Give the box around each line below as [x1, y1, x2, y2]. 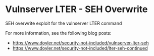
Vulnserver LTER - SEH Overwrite [5, 4, 148, 15]
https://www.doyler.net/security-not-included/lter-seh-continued [12, 45, 148, 51]
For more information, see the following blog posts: [5, 30, 112, 36]
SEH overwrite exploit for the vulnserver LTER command [5, 20, 122, 26]
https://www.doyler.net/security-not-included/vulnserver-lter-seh [12, 39, 149, 46]
